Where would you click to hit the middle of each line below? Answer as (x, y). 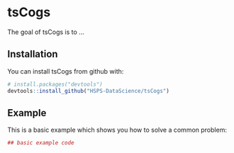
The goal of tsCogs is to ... (46, 32)
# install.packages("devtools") (55, 84)
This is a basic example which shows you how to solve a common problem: (117, 130)
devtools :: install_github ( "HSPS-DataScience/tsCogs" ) (89, 91)
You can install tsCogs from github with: (66, 71)
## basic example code (41, 143)
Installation (33, 54)
